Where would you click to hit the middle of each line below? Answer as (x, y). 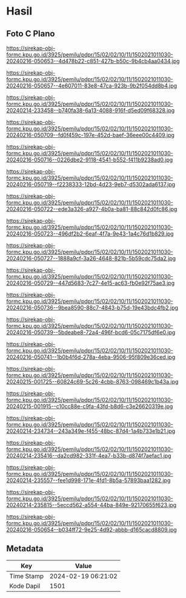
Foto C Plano (31, 34)
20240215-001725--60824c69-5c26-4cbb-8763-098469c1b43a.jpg (92, 382)
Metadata (25, 549)
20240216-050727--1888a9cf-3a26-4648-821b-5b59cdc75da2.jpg (91, 258)
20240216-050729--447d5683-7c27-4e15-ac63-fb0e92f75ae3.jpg (91, 283)
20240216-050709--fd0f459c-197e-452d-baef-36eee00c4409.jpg (90, 135)
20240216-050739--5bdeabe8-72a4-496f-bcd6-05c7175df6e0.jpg (91, 332)
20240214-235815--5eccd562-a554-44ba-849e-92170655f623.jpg (91, 505)
